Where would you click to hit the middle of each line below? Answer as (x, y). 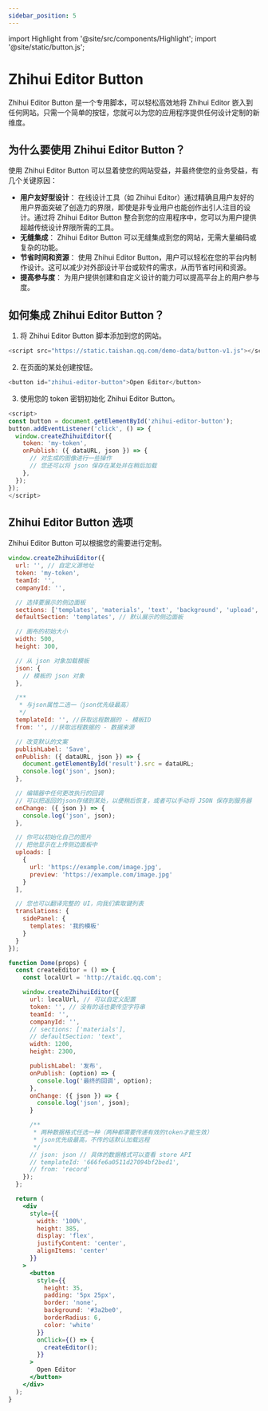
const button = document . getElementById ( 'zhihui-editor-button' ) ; (121, 421)
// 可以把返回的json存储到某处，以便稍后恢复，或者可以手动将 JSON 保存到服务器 (134, 801)
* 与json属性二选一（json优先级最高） (75, 705)
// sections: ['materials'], (78, 1029)
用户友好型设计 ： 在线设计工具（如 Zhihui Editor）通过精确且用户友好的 (137, 197)
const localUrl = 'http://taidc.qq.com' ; (92, 978)
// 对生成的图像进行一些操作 (71, 459)
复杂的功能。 (41, 248)
